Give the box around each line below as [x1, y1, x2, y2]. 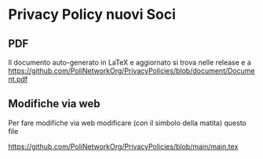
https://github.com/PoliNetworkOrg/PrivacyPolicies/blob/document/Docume [8, 66, 255, 76]
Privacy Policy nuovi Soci [8, 6, 177, 24]
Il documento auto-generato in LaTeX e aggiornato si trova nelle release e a [8, 57, 251, 67]
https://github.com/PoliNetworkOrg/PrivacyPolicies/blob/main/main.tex [8, 142, 239, 151]
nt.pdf [8, 75, 28, 83]
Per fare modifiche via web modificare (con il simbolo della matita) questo [8, 118, 247, 128]
